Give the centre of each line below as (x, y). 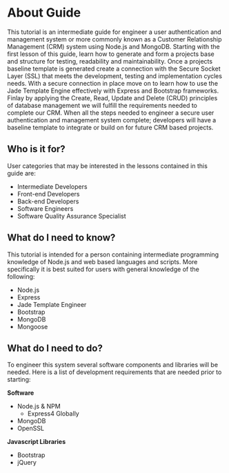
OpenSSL (31, 428)
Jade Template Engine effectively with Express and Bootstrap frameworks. (113, 91)
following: (21, 276)
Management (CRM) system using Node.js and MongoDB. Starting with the (113, 46)
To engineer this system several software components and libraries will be (113, 365)
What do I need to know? (61, 238)
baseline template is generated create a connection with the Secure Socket (114, 68)
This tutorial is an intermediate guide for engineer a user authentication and (114, 32)
